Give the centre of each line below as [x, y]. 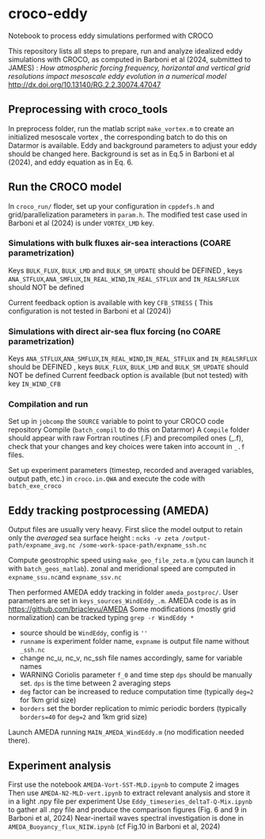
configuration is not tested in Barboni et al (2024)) [90, 311]
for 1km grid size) [48, 700]
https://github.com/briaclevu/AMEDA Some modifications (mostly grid [122, 609]
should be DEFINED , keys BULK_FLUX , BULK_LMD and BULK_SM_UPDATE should [129, 367]
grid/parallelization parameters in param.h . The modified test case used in [128, 214]
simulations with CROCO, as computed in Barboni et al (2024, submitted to [130, 59]
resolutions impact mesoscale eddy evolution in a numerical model [117, 76]
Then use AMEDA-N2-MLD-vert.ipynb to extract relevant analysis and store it [129, 793]
